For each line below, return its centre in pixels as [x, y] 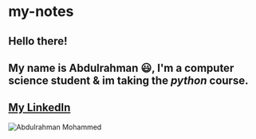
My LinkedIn [39, 107]
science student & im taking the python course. [128, 80]
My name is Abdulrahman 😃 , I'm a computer [121, 68]
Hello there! [38, 41]
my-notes [41, 12]
